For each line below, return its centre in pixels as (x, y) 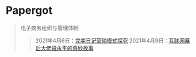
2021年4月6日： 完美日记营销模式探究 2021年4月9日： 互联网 (110, 40)
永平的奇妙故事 (75, 48)
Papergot (29, 10)
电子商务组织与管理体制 (49, 28)
